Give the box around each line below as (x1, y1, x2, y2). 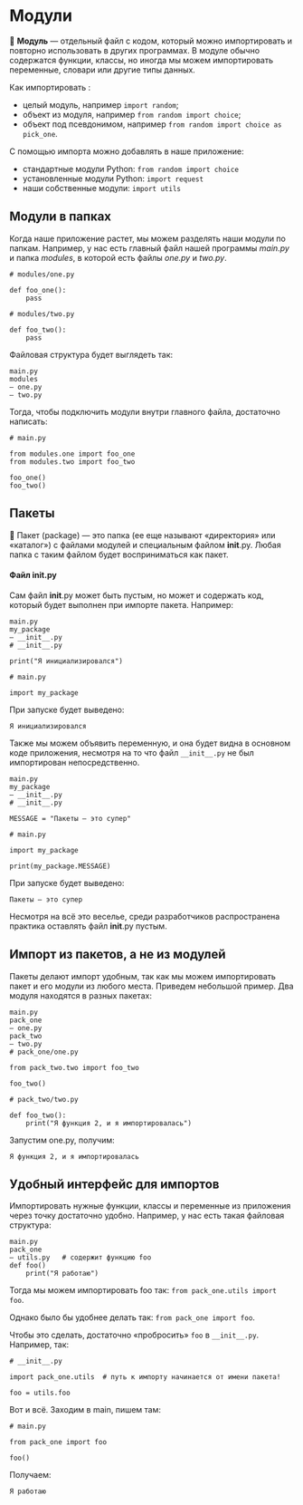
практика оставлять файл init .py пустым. (9, 921, 167, 931)
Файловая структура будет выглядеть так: (9, 349, 174, 360)
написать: (9, 416, 48, 427)
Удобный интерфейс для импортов (9, 1176, 220, 1191)
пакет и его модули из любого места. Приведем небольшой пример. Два (9, 980, 294, 991)
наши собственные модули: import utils (22, 182, 181, 193)
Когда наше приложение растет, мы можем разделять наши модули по (9, 233, 287, 244)
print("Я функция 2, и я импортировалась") (25, 1118, 193, 1128)
